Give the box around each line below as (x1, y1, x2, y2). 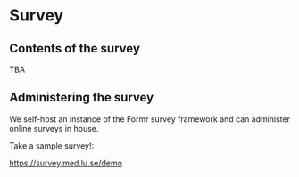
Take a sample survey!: (9, 140, 95, 151)
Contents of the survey (9, 41, 141, 56)
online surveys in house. (9, 123, 99, 133)
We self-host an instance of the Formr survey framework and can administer (9, 113, 290, 125)
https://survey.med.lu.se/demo (9, 157, 123, 168)
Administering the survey (9, 90, 154, 105)
